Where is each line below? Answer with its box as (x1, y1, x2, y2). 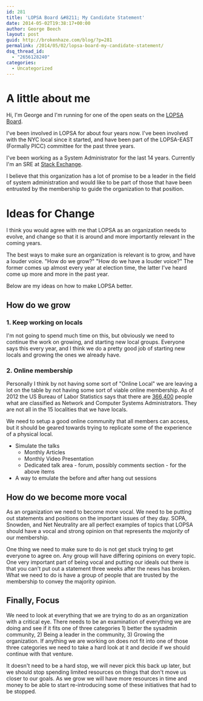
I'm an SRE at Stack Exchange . (6, 161, 83, 168)
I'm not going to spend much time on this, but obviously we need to (6, 332, 175, 339)
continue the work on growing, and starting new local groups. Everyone (6, 338, 185, 346)
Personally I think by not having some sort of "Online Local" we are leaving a (6, 380, 198, 387)
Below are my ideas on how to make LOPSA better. (6, 283, 133, 290)
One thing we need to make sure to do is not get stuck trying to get (6, 546, 174, 553)
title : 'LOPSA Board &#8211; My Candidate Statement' (6, 15, 145, 21)
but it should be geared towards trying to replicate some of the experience (6, 424, 192, 431)
